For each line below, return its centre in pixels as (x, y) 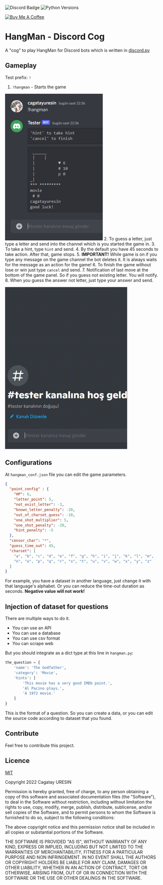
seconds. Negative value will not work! (45, 591)
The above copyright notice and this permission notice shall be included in (80, 827)
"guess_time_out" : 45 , (32, 546)
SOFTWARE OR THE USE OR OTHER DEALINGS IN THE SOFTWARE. (73, 878)
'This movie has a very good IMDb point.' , (67, 683)
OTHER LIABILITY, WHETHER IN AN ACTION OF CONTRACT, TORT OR (76, 867)
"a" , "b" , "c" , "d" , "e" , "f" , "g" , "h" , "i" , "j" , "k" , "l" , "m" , (84, 556)
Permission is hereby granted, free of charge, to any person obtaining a (77, 791)
